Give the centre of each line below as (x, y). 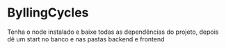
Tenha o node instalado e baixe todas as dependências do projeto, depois (113, 32)
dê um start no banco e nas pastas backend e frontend (86, 39)
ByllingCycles (48, 13)
